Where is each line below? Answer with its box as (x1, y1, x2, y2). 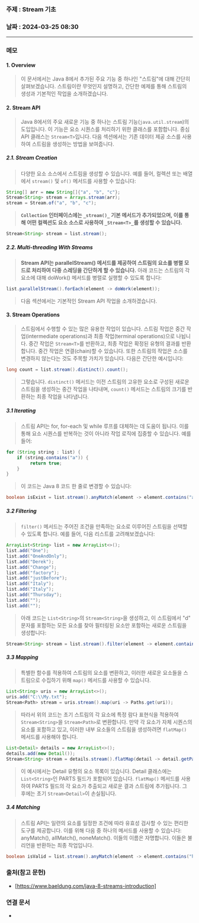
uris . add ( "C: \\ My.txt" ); (6, 694, 68, 700)
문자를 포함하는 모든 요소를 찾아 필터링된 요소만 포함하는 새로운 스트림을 (20, 621, 187, 629)
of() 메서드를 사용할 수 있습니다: (60, 177, 136, 184)
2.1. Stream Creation (6, 154, 57, 161)
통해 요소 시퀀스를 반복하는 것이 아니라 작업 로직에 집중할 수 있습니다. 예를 (20, 430, 191, 437)
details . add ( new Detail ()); (6, 751, 76, 757)
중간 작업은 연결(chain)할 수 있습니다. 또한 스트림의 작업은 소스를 (38, 348, 188, 355)
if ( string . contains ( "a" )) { (17, 454, 89, 460)
